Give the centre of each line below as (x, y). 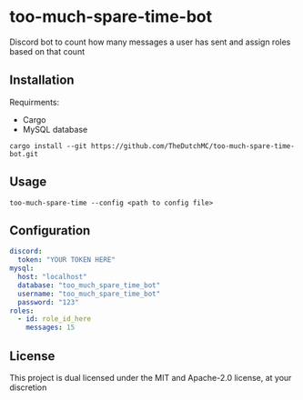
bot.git (24, 154)
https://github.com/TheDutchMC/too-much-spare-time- (193, 146)
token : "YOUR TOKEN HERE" (67, 260)
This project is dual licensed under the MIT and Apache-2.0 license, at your (151, 377)
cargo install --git (49, 146)
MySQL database (55, 129)
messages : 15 (50, 328)
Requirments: (35, 102)
